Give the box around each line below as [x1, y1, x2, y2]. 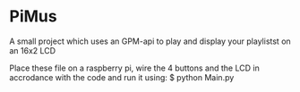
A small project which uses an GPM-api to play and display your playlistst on [9, 36, 291, 46]
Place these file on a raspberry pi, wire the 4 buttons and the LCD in [9, 63, 260, 73]
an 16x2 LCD [9, 45, 56, 55]
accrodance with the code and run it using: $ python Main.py [9, 71, 235, 82]
